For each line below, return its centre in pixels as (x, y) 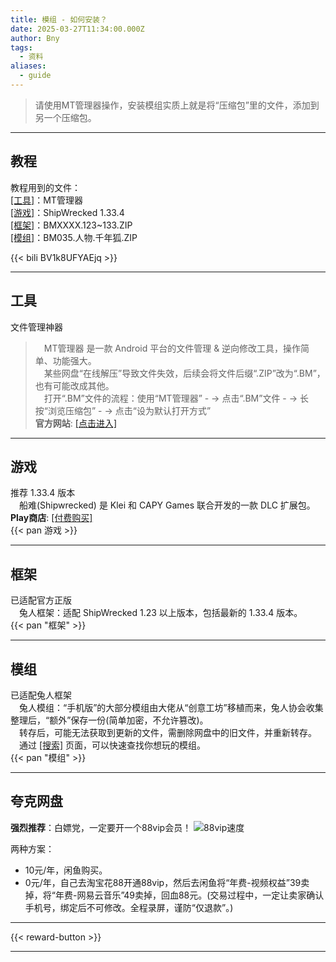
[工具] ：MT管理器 (46, 200)
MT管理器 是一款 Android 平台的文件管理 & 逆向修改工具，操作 (172, 348)
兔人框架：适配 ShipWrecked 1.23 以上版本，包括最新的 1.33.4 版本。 (160, 613)
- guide (35, 76)
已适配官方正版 (41, 600)
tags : (21, 47)
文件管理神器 (36, 327)
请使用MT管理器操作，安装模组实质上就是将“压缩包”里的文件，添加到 (177, 105)
